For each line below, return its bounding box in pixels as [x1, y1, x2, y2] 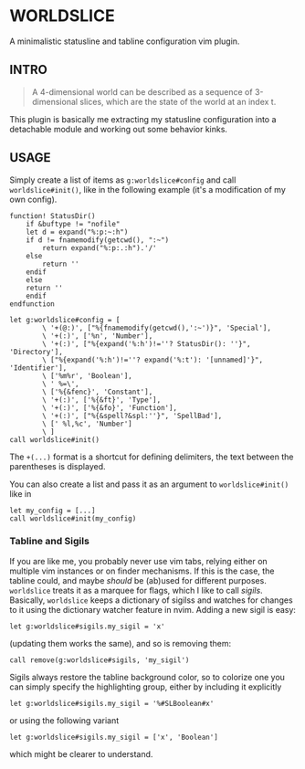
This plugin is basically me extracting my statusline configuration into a [9, 113, 277, 124]
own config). [9, 194, 58, 205]
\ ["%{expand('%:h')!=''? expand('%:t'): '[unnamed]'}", [42, 355, 263, 364]
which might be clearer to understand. [9, 748, 153, 759]
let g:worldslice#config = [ [9, 315, 121, 324]
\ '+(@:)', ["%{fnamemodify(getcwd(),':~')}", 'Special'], [42, 323, 272, 332]
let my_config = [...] [9, 506, 96, 515]
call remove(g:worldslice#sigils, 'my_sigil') [9, 655, 190, 665]
